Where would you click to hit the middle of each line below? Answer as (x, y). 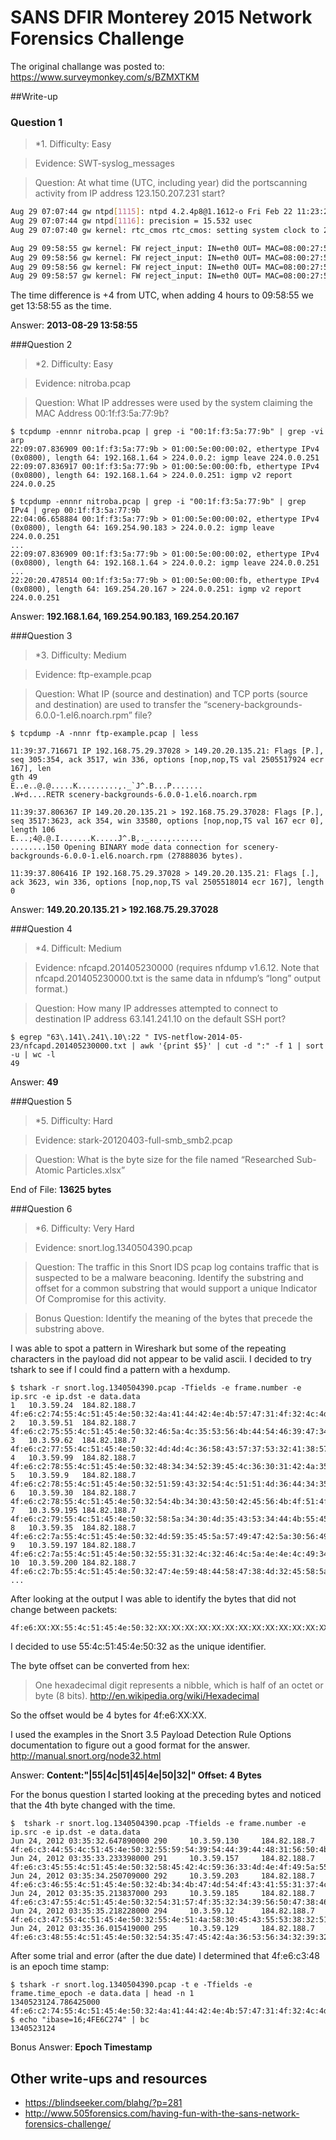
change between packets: (64, 1610)
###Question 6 (41, 1209)
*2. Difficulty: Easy (74, 364)
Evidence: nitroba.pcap (83, 383)
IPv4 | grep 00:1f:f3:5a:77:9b (75, 511)
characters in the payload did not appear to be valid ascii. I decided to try (161, 1359)
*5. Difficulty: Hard (73, 1121)
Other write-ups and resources (109, 2078)
